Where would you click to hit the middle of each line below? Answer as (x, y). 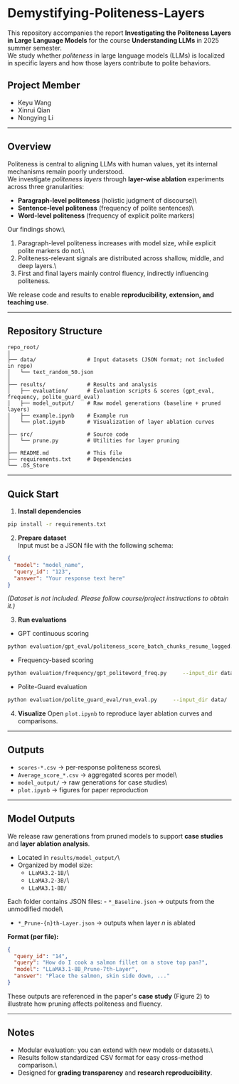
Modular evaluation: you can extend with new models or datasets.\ (115, 1050)
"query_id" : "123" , (43, 572)
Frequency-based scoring (55, 660)
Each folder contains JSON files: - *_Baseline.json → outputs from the (111, 901)
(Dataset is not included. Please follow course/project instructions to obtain (118, 598)
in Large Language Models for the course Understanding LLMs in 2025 (113, 40)
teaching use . (28, 302)
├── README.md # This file (65, 453)
